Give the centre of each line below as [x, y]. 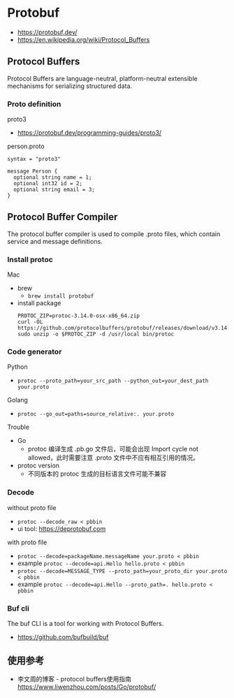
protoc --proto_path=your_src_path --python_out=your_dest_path [113, 381]
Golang [17, 400]
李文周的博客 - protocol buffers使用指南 [74, 678]
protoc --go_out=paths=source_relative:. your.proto [96, 414]
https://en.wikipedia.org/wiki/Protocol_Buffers [83, 39]
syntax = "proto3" [34, 159]
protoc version [38, 465]
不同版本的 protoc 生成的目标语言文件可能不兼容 [97, 474]
